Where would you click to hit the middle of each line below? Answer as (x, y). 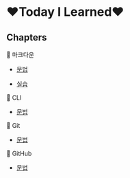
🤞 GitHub (19, 153)
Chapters (27, 37)
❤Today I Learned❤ (65, 12)
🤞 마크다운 (21, 55)
